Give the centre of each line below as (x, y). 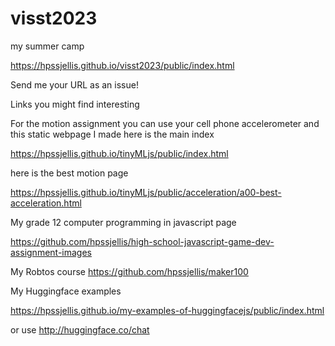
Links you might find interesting (75, 104)
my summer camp (47, 46)
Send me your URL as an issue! (74, 84)
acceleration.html (46, 203)
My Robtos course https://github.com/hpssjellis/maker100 (129, 271)
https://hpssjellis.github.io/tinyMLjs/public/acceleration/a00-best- (146, 192)
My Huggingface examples (66, 291)
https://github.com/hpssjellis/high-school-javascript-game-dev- (142, 241)
